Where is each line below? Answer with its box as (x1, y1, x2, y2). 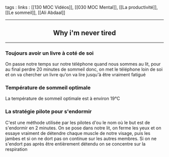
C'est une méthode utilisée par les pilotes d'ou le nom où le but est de (5, 119, 150, 125)
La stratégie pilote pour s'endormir (5, 108, 92, 115)
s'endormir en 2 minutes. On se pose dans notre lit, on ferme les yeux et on (5, 125, 161, 131)
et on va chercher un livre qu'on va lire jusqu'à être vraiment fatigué (5, 72, 146, 78)
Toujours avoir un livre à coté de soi (5, 50, 94, 57)
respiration (5, 146, 28, 152)
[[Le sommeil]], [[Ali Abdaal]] (5, 10, 65, 16)
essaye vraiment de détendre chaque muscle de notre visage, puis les (5, 130, 151, 136)
